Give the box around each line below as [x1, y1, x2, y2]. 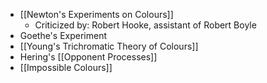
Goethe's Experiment [19, 30, 108, 41]
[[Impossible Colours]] [19, 62, 113, 73]
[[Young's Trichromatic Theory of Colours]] [19, 40, 199, 52]
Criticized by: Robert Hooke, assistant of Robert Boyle [34, 19, 257, 31]
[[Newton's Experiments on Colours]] [19, 9, 174, 20]
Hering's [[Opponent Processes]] [19, 51, 158, 63]
